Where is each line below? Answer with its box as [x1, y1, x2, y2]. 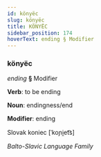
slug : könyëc [7, 17, 45, 24]
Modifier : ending [7, 115, 56, 123]
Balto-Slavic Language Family [7, 142, 93, 151]
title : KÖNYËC [7, 23, 48, 30]
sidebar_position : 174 [7, 29, 73, 37]
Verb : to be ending [7, 88, 61, 96]
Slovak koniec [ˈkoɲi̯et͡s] [7, 129, 75, 137]
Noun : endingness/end [7, 101, 73, 109]
